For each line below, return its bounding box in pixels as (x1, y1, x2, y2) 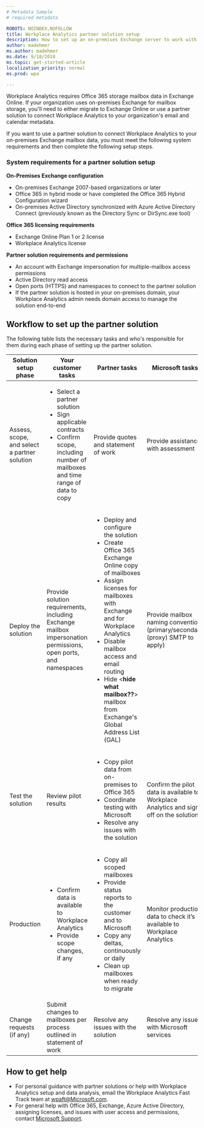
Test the (9, 792, 33, 800)
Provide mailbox (146, 610, 192, 619)
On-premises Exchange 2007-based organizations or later (15, 183, 161, 191)
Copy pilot (104, 758, 134, 766)
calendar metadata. (6, 118, 55, 126)
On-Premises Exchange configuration (6, 172, 104, 179)
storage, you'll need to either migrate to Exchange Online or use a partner (6, 106, 191, 113)
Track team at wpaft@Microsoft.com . (15, 1096, 109, 1103)
